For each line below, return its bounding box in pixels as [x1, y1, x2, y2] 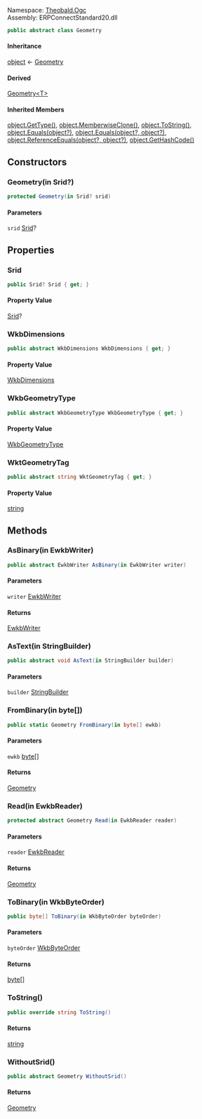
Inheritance [7, 42, 42, 50]
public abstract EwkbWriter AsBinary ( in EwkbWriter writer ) [7, 561, 187, 569]
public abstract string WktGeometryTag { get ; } [7, 473, 152, 481]
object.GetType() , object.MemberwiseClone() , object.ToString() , [7, 121, 192, 129]
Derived [7, 74, 32, 82]
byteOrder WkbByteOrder [7, 944, 81, 952]
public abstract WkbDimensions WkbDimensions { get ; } [7, 345, 171, 353]
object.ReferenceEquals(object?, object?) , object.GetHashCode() [7, 136, 195, 144]
